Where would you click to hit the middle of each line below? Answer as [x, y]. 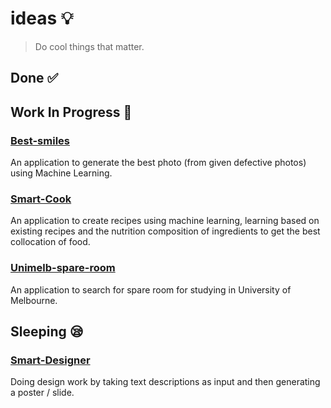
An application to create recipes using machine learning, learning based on [165, 221]
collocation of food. [50, 242]
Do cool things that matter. [89, 46]
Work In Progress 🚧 [71, 112]
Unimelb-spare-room [63, 268]
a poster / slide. [42, 393]
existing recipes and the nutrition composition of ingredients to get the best [165, 231]
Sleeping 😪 [47, 331]
